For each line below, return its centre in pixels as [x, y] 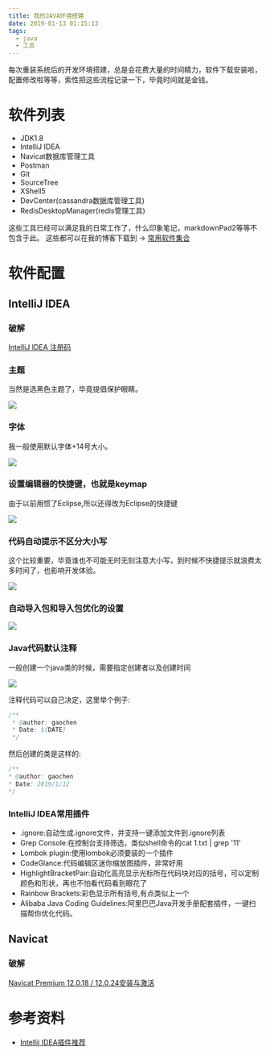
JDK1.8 [32, 139]
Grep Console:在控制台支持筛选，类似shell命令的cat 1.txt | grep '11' [130, 843]
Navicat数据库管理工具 [57, 156]
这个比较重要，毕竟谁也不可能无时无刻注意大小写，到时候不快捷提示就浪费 [131, 560]
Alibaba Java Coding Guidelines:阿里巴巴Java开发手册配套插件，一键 [134, 903]
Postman [35, 165]
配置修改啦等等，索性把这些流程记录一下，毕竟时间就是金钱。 [110, 80]
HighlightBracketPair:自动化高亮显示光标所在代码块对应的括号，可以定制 [139, 873]
